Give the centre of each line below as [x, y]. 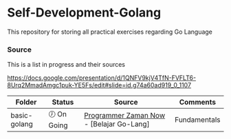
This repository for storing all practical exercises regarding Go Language [110, 32]
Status [63, 103]
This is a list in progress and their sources [66, 65]
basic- [22, 115]
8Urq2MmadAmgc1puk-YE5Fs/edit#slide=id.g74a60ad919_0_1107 [99, 85]
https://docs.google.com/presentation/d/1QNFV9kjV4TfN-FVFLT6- [102, 78]
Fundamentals [197, 120]
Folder [26, 103]
